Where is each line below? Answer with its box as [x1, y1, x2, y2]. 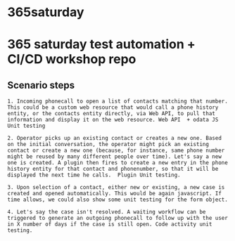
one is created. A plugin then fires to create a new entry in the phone [7, 159, 229, 167]
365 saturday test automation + [7, 37, 196, 53]
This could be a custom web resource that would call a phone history [7, 104, 219, 111]
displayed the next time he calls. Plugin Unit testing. [7, 171, 181, 179]
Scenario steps [7, 79, 75, 91]
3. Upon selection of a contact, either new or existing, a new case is [7, 184, 225, 191]
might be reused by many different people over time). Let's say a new [7, 153, 222, 160]
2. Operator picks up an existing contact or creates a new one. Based [7, 135, 222, 142]
